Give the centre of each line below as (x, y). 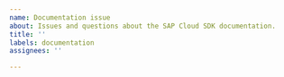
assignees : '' (36, 51)
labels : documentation (52, 43)
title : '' (28, 34)
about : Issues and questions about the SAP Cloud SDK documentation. (143, 26)
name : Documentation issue (60, 17)
